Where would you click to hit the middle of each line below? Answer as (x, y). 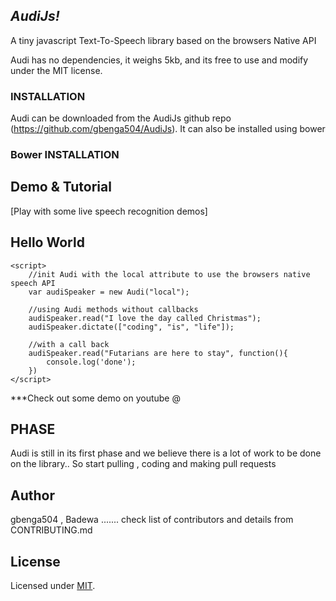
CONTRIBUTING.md (51, 530)
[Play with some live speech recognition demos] (109, 211)
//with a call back (69, 344)
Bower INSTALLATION (65, 155)
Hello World (47, 242)
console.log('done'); (91, 362)
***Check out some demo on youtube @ (95, 398)
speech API (33, 283)
